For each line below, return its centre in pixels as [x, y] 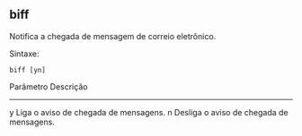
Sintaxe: [24, 54]
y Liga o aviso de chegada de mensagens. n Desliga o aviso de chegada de [149, 112]
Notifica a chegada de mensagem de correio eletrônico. [113, 36]
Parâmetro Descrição [49, 86]
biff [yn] [28, 70]
